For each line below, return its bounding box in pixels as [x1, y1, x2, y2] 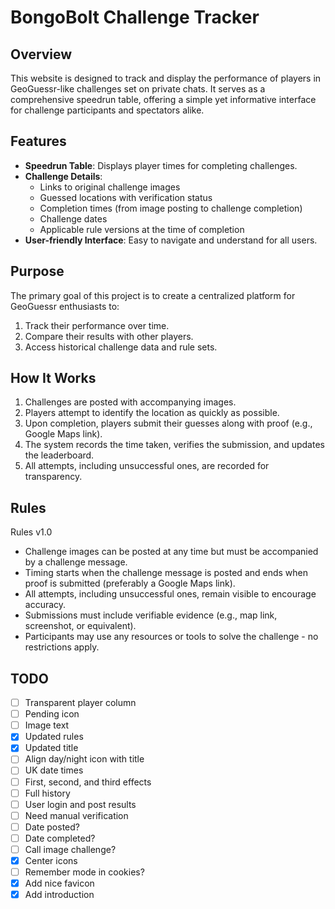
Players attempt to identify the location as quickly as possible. [24, 407, 280, 419]
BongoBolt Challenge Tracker [10, 6, 260, 29]
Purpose [10, 263, 65, 280]
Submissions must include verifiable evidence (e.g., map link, [24, 609, 278, 621]
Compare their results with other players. [24, 330, 194, 342]
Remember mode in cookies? [24, 866, 145, 878]
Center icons [24, 854, 78, 866]
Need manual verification [24, 809, 129, 821]
